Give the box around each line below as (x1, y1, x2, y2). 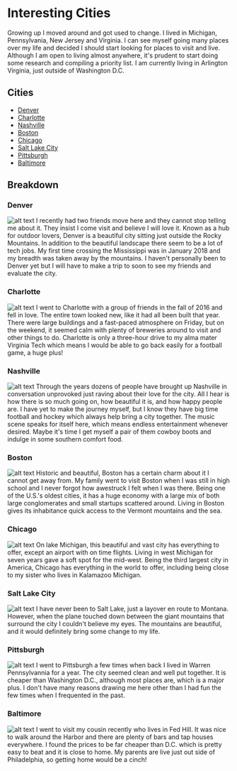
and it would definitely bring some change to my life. (7, 627, 161, 635)
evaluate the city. (7, 269, 58, 278)
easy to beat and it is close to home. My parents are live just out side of (7, 748, 216, 756)
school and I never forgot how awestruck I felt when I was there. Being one (7, 484, 226, 493)
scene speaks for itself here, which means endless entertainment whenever (7, 420, 229, 429)
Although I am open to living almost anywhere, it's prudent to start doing (7, 51, 219, 60)
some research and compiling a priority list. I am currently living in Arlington (7, 58, 228, 67)
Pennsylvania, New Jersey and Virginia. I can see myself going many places (7, 35, 229, 44)
